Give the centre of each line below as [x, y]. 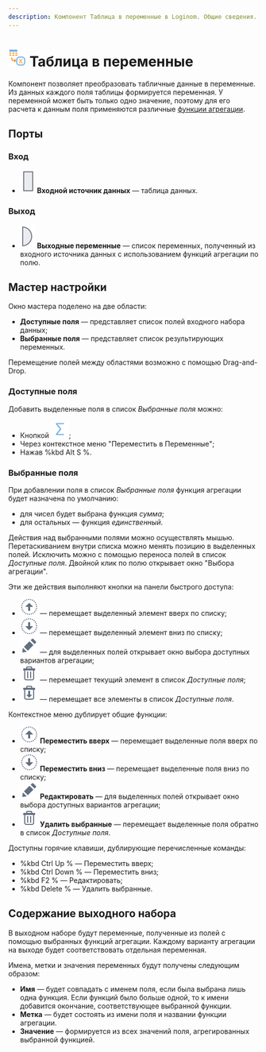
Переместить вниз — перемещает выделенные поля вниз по [145, 768]
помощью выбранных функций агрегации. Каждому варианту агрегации [132, 941]
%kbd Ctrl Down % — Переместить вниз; [89, 872]
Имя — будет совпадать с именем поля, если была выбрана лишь [133, 988]
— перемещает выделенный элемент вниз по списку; [131, 632]
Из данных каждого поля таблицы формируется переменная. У [116, 92]
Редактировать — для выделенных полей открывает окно [139, 796]
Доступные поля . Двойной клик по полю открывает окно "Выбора [121, 563]
